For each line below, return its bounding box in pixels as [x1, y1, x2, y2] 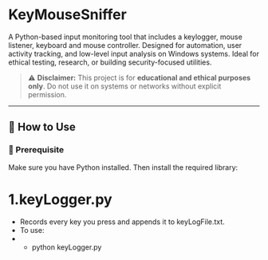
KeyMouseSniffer [8, 6, 128, 24]
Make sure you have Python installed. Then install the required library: [8, 162, 238, 172]
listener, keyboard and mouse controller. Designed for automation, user [8, 40, 242, 49]
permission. [27, 89, 67, 99]
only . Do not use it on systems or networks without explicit [27, 81, 222, 91]
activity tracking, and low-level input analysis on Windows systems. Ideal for [8, 49, 259, 58]
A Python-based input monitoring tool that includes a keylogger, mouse [8, 32, 243, 41]
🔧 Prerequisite [8, 144, 65, 156]
